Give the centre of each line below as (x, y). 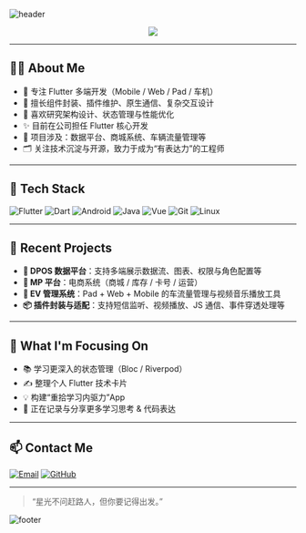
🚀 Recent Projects (61, 248)
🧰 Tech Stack (47, 189)
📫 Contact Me (51, 448)
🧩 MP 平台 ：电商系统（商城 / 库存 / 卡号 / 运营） (112, 282)
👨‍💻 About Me (47, 68)
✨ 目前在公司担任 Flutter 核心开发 (85, 125)
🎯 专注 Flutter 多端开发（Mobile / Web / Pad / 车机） (120, 91)
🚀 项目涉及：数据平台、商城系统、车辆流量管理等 (114, 137)
